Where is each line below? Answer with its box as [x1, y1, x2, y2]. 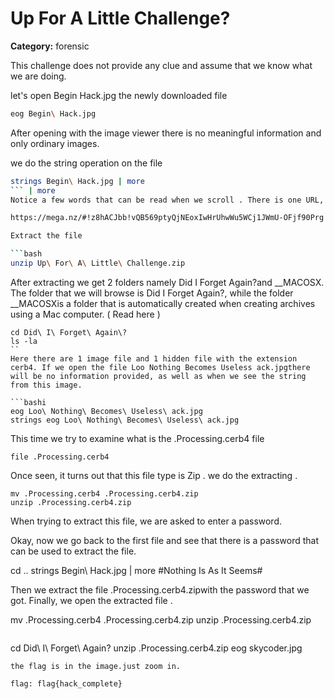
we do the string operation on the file [10, 157, 163, 169]
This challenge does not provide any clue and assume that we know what [10, 59, 313, 71]
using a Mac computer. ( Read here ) [10, 308, 161, 320]
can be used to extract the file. [10, 545, 137, 557]
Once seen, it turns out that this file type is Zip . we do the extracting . [10, 469, 298, 481]
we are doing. [10, 70, 67, 82]
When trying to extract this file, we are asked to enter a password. [10, 515, 283, 527]
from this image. [10, 380, 83, 390]
